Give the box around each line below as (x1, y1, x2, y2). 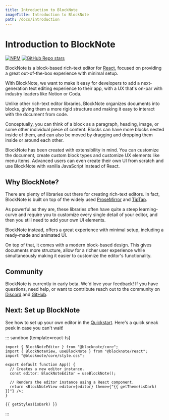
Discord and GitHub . (5, 291, 48, 297)
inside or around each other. (5, 137, 64, 143)
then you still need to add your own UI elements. (5, 217, 106, 223)
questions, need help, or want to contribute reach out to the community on (5, 286, 160, 292)
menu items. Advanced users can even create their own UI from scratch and (5, 157, 164, 164)
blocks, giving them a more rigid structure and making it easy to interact (5, 106, 155, 112)
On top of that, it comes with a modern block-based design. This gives (5, 242, 152, 248)
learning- (139, 206, 158, 213)
